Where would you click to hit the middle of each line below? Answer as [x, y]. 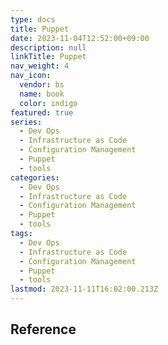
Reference [43, 329]
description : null [48, 47]
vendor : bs [42, 85]
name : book [42, 94]
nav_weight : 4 [40, 66]
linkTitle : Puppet [48, 57]
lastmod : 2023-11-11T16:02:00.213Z [84, 289]
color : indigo [48, 103]
